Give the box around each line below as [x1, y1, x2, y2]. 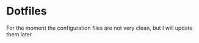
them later [6, 30, 32, 38]
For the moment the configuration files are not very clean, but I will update [6, 24, 193, 31]
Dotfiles [6, 4, 47, 18]
